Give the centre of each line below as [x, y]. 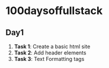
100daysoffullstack [54, 11]
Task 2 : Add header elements [50, 53]
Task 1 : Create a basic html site [52, 46]
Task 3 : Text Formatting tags [49, 59]
